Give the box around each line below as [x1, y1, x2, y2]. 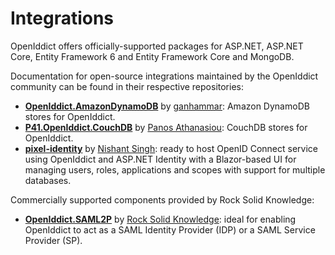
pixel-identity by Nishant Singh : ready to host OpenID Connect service [24, 142, 319, 154]
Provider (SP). [24, 234, 83, 246]
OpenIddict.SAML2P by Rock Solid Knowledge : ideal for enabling [24, 213, 297, 225]
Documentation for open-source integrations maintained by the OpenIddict [10, 70, 319, 82]
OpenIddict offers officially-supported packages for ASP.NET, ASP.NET [10, 40, 304, 52]
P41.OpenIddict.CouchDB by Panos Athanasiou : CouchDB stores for [24, 121, 308, 133]
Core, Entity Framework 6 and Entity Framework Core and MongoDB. [10, 50, 295, 62]
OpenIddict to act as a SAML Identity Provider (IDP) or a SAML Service [24, 223, 316, 236]
